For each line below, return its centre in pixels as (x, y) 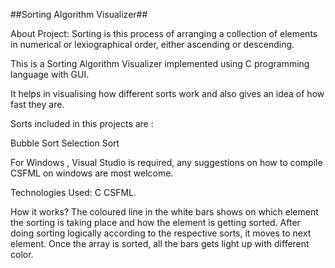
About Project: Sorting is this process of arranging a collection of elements (164, 33)
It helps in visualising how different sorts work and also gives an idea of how (167, 93)
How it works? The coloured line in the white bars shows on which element (164, 212)
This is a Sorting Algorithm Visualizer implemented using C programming (160, 63)
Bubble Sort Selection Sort (65, 143)
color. (22, 254)
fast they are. (37, 104)
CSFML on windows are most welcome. (92, 173)
